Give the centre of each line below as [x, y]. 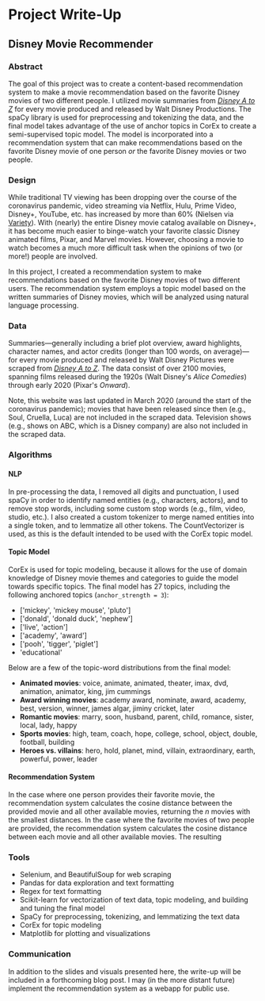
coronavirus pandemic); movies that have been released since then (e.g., [127, 409]
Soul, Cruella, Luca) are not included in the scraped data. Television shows [130, 417]
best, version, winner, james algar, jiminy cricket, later [107, 708]
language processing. [44, 305]
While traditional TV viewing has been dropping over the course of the [123, 198]
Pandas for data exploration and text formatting [97, 883]
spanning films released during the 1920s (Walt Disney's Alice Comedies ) [128, 377]
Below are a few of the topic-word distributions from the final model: [120, 667]
